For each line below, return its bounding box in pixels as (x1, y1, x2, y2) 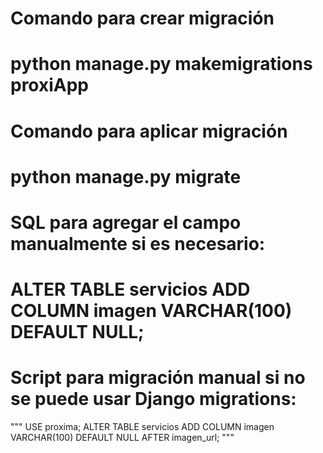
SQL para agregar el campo (10, 211, 242, 234)
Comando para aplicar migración (10, 120, 288, 142)
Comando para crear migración (10, 7, 275, 30)
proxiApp (10, 74, 90, 97)
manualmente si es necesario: (10, 232, 266, 255)
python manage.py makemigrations (10, 53, 313, 76)
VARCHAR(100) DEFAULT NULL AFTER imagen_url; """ (10, 432, 235, 444)
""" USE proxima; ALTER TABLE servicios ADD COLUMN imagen (10, 421, 275, 433)
